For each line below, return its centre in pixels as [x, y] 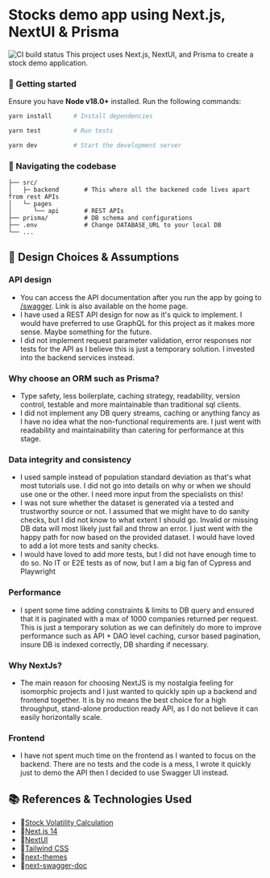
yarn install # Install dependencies [81, 116]
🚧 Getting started [42, 84]
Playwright [38, 571]
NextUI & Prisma [64, 32]
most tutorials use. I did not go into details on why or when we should [135, 486]
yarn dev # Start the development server [95, 145]
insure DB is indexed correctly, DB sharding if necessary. [114, 644]
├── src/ [23, 183]
